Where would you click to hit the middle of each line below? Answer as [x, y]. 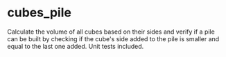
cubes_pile [39, 13]
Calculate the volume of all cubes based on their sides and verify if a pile [111, 32]
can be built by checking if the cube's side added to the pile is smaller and [113, 38]
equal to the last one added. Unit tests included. [76, 46]
